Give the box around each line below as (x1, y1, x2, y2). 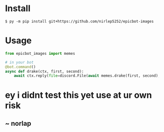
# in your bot (5, 60, 34, 65)
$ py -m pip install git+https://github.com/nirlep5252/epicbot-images (5, 19, 154, 24)
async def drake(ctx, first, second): (5, 69, 84, 74)
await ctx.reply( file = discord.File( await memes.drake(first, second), (14, 73, 161, 78)
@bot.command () (5, 64, 36, 69)
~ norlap (5, 119, 32, 128)
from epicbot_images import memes (5, 51, 76, 56)
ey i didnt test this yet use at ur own (5, 90, 152, 101)
